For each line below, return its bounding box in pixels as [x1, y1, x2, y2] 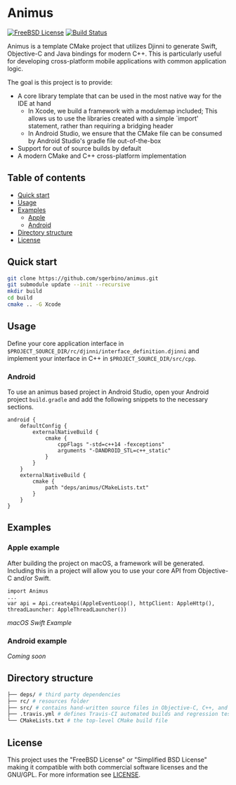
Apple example [7, 543, 60, 552]
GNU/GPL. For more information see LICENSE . [7, 770, 141, 779]
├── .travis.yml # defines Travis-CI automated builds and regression [7, 710, 218, 718]
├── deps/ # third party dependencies [7, 691, 121, 698]
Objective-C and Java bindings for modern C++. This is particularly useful [7, 49, 222, 58]
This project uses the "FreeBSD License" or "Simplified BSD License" [7, 755, 207, 764]
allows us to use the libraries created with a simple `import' [27, 114, 199, 123]
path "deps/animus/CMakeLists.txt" [44, 484, 150, 491]
